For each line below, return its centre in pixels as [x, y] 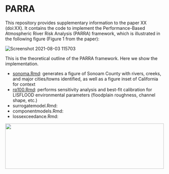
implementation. [22, 64]
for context [24, 84]
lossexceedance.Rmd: [35, 116]
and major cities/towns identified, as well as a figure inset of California [85, 79]
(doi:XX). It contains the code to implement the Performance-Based [75, 28]
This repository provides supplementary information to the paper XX [76, 23]
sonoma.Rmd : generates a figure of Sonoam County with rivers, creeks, [87, 73]
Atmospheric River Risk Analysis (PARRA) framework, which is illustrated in [83, 33]
